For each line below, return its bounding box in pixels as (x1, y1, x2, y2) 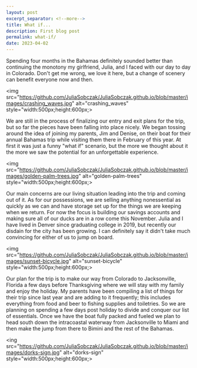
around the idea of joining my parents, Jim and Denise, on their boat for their (6, 130, 191, 137)
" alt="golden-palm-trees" (78, 173, 142, 179)
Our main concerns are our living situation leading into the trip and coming (6, 190, 186, 197)
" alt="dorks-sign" (59, 349, 104, 356)
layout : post (6, 9, 38, 15)
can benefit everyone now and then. (6, 76, 94, 83)
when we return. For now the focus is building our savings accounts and (6, 209, 181, 215)
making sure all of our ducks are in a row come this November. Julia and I (6, 215, 184, 222)
